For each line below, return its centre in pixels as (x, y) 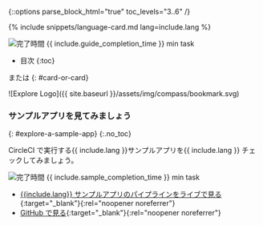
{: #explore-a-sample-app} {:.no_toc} (70, 134)
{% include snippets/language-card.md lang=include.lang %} (109, 27)
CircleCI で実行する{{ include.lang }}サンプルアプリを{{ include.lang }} (124, 151)
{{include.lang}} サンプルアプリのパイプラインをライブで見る (121, 195)
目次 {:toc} (37, 60)
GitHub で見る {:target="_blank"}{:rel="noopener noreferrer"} (121, 213)
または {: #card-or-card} (49, 78)
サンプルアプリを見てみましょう (70, 115)
